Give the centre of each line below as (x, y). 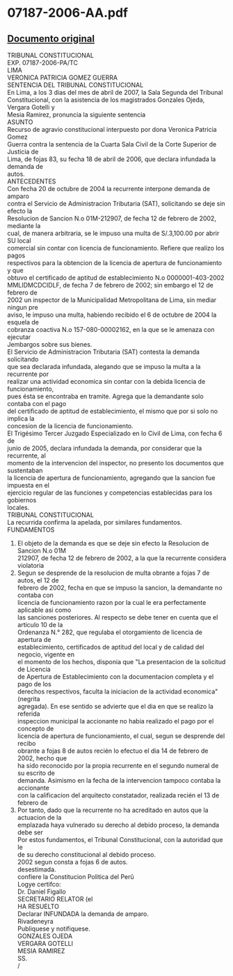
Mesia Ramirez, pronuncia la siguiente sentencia (77, 114)
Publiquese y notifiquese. (54, 929)
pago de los (34, 684)
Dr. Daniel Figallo (41, 892)
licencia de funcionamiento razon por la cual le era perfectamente (112, 602)
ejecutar (19, 337)
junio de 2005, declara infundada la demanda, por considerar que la (105, 448)
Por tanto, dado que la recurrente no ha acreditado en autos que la (113, 810)
